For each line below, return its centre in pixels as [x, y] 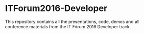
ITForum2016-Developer [56, 8]
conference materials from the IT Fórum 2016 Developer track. [68, 26]
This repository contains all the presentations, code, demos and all [72, 22]
